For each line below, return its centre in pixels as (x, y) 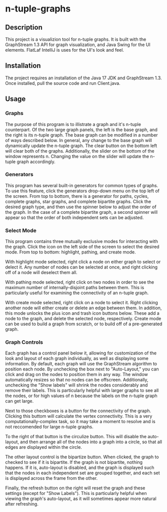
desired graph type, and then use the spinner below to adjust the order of (81, 207)
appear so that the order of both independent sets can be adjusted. (74, 217)
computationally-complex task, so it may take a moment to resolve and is (80, 422)
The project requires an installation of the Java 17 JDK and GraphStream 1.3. (83, 78)
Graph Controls (24, 342)
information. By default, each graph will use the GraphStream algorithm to (81, 364)
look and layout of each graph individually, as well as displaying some (77, 358)
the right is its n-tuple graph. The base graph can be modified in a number (82, 135)
